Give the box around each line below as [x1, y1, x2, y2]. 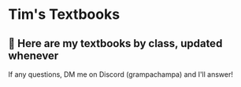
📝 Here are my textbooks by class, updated [8, 37, 223, 50]
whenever [8, 49, 59, 62]
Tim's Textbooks [8, 5, 120, 24]
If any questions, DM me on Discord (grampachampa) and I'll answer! [8, 70, 234, 79]
